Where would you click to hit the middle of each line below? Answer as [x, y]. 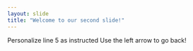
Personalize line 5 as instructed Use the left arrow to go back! [97, 40]
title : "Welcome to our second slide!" [66, 20]
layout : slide [28, 14]
